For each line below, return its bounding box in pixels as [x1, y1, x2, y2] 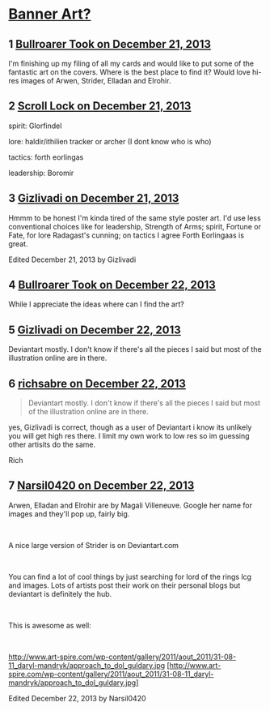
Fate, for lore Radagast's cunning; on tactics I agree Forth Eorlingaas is [8, 230, 245, 240]
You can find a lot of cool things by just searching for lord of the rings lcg [8, 572, 252, 581]
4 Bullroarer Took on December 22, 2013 [8, 278, 216, 292]
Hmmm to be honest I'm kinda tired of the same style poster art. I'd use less [8, 212, 261, 223]
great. [8, 238, 28, 248]
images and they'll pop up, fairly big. [8, 508, 130, 519]
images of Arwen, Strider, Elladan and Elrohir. [20, 76, 171, 85]
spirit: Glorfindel [8, 121, 62, 131]
